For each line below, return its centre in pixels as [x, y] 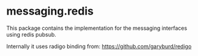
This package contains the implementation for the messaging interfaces [97, 28]
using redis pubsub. [31, 34]
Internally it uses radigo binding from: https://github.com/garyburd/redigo [99, 46]
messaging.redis [50, 11]
